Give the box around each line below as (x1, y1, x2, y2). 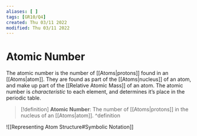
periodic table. (6, 94, 41, 101)
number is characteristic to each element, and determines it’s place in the (6, 89, 185, 96)
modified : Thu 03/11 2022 (6, 25, 70, 31)
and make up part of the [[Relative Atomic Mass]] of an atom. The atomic (6, 82, 183, 89)
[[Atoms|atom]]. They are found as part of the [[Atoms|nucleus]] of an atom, (6, 76, 192, 83)
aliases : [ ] (6, 8, 38, 15)
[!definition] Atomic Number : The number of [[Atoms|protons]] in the (20, 106, 189, 113)
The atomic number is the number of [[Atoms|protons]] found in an (6, 70, 169, 77)
